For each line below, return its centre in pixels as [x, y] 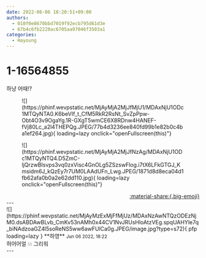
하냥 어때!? [19, 88]
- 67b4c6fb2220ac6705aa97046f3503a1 [59, 29]
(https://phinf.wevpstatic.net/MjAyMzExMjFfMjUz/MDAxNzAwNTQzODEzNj [101, 216]
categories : [21, 35]
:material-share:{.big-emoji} [165, 196]
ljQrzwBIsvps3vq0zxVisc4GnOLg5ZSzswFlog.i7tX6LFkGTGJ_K [101, 165]
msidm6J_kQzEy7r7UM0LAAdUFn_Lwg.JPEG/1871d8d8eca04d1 [103, 171]
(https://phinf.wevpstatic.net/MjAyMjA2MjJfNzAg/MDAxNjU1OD [102, 151]
